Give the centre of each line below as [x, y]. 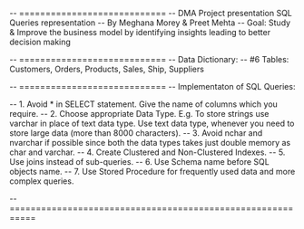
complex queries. [42, 181]
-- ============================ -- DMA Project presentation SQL [151, 13]
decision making [40, 42]
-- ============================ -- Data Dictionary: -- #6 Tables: [149, 59]
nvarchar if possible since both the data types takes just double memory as [150, 143]
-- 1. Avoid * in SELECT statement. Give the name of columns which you [144, 104]
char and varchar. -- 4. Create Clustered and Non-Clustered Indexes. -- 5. [147, 152]
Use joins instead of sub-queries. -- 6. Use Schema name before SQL [139, 162]
